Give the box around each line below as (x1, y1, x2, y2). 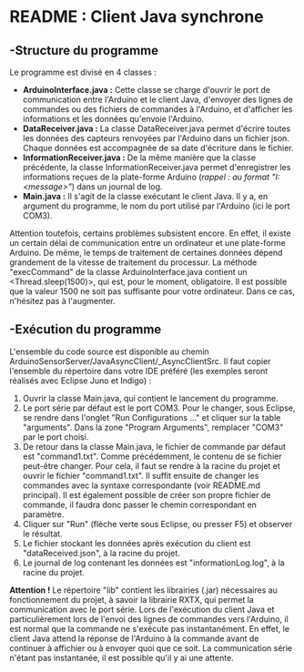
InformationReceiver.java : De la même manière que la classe (22, 152, 257, 163)
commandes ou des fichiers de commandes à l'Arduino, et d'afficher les (22, 104, 293, 115)
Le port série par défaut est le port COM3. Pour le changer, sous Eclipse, (22, 402, 296, 413)
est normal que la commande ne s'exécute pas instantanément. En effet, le (9, 623, 289, 634)
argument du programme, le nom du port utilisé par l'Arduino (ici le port (22, 200, 290, 211)
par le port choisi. (22, 431, 89, 443)
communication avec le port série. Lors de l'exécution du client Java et (9, 604, 275, 615)
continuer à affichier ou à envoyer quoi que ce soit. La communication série (9, 642, 293, 653)
